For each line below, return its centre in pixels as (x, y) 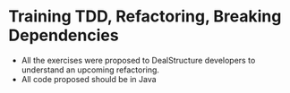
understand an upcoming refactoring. (90, 70)
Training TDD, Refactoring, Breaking (145, 17)
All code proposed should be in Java (89, 79)
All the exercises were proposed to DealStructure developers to (138, 60)
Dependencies (64, 35)
